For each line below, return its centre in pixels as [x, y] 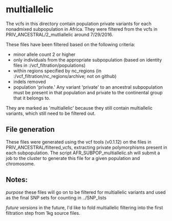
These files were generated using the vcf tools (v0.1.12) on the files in [79, 142]
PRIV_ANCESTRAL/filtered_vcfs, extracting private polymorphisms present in [87, 147]
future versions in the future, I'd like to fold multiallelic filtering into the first [84, 207]
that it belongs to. [32, 98]
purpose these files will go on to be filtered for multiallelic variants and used [86, 192]
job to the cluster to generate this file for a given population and [73, 158]
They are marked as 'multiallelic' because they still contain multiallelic [79, 108]
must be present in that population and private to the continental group [88, 92]
